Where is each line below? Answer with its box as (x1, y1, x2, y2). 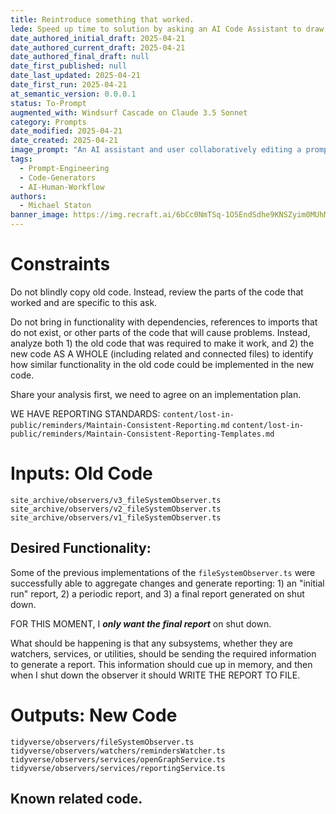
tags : (10, 154, 33, 164)
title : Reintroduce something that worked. (10, 14, 195, 25)
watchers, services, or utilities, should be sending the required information (10, 647, 317, 660)
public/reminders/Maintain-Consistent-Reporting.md (10, 420, 230, 430)
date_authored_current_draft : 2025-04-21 (10, 42, 186, 53)
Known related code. (10, 791, 143, 808)
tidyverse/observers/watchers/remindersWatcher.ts (10, 746, 226, 756)
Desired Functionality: (10, 540, 152, 557)
